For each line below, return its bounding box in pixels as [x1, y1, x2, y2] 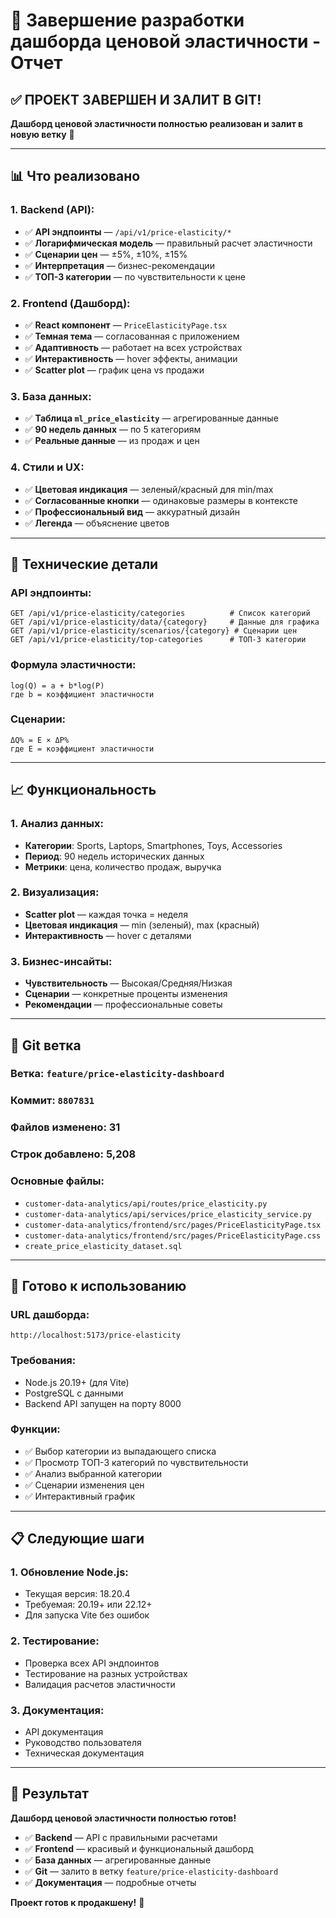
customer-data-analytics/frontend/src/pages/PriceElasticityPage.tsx [24, 1220, 322, 1230]
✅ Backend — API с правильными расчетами [24, 1831, 218, 1843]
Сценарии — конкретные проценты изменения [24, 988, 228, 1000]
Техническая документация [24, 1747, 145, 1759]
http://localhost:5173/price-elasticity [10, 1330, 182, 1341]
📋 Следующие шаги [10, 1530, 145, 1548]
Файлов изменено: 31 [10, 1120, 121, 1134]
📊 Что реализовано [10, 168, 141, 185]
